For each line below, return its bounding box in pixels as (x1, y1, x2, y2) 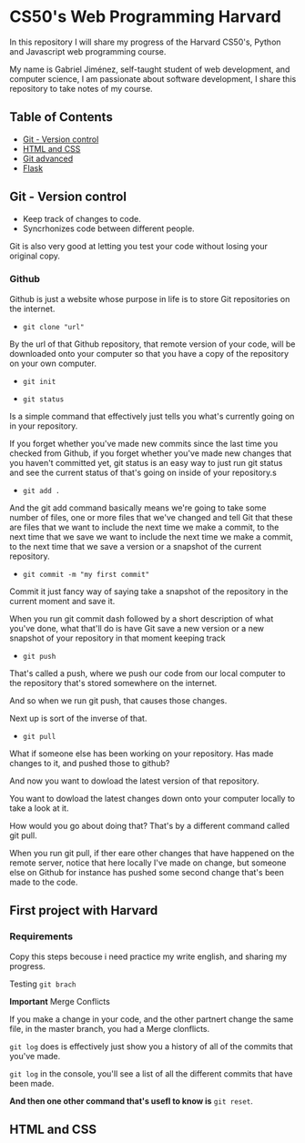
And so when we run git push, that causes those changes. (9, 694, 228, 706)
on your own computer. (9, 358, 97, 369)
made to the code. (9, 876, 78, 887)
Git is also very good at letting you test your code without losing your (9, 240, 269, 251)
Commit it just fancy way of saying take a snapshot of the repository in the (9, 585, 289, 597)
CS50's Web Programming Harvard (9, 6, 282, 27)
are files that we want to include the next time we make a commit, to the (9, 521, 280, 532)
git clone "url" (22, 322, 85, 331)
